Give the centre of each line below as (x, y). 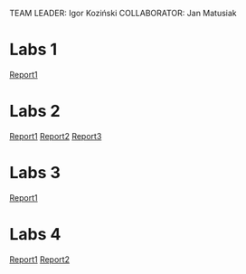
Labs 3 (35, 173)
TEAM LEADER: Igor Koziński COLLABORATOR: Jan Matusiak (123, 13)
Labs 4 (35, 234)
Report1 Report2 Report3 (56, 136)
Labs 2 (35, 111)
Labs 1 (33, 50)
